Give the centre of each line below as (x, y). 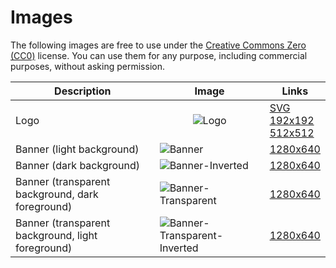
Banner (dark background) (78, 165)
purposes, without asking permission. (87, 66)
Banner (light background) (77, 149)
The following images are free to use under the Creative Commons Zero (158, 45)
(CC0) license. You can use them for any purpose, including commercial (159, 55)
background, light (56, 235)
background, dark (57, 194)
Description (83, 91)
